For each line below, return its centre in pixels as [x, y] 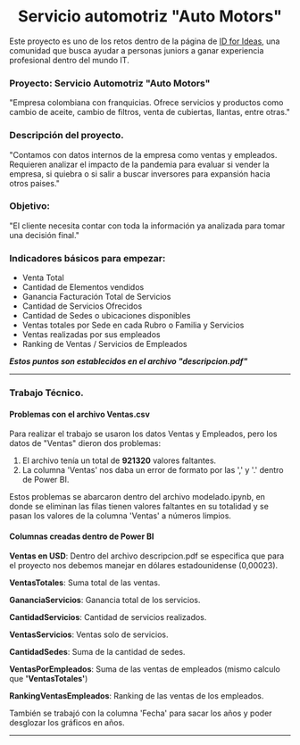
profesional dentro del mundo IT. [69, 60]
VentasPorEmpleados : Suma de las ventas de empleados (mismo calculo [145, 669]
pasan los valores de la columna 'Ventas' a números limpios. [121, 516]
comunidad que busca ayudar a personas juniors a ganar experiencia [137, 50]
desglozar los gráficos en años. [67, 723]
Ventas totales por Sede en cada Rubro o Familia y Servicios [133, 325]
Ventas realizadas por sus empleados [91, 335]
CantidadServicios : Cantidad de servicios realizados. [108, 617]
